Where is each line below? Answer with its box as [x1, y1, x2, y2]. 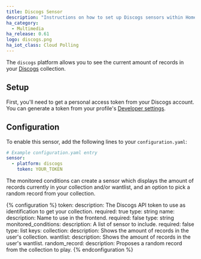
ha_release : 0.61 [6, 31, 50, 37]
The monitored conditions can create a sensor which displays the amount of [6, 177, 194, 184]
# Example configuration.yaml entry [6, 149, 98, 156]
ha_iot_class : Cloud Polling [6, 43, 79, 49]
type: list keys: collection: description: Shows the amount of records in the [6, 227, 190, 234]
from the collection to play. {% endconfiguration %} [6, 246, 133, 253]
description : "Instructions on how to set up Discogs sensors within [6, 14, 184, 20]
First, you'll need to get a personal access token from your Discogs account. [6, 98, 194, 106]
